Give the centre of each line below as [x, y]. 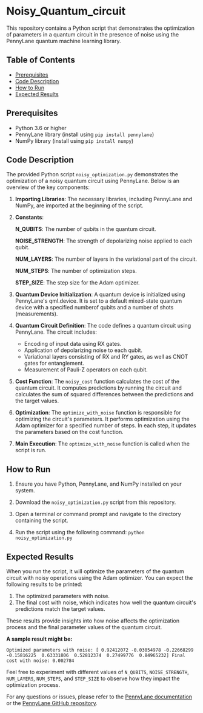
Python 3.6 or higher [41, 128]
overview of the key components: [48, 187]
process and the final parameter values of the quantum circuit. [84, 627]
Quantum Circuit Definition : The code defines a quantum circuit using [103, 326]
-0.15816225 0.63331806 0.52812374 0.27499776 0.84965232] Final [96, 655]
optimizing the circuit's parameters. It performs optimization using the [102, 419]
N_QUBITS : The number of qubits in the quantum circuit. [85, 229]
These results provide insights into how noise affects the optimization [93, 621]
